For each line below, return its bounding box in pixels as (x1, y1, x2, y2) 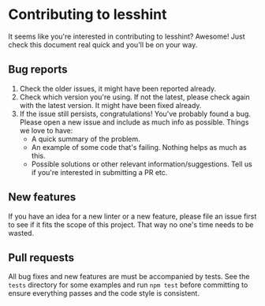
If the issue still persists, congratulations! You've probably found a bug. (19, 109, 251, 118)
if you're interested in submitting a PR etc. (31, 167, 168, 177)
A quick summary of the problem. (31, 134, 140, 144)
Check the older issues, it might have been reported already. (19, 84, 217, 93)
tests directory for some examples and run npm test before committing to (8, 280, 248, 289)
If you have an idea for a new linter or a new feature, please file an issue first (8, 211, 257, 221)
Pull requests (8, 251, 75, 264)
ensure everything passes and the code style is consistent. (8, 289, 200, 298)
